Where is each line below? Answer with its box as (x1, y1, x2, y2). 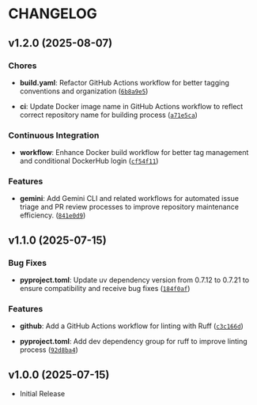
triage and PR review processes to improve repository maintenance (19, 202, 240, 212)
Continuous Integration (8, 130, 100, 141)
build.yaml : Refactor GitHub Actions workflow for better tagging (19, 78, 229, 87)
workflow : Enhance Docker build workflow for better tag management (19, 148, 249, 157)
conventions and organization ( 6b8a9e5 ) (19, 86, 149, 96)
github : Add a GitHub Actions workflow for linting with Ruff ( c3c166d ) (19, 321, 244, 331)
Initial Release (19, 389, 66, 399)
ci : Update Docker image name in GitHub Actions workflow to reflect (19, 101, 244, 111)
